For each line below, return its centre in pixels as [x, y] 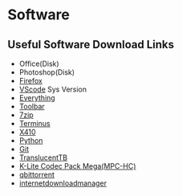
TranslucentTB [43, 157]
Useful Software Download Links [91, 45]
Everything [37, 98]
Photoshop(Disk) [47, 72]
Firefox [31, 81]
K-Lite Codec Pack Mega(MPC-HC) [78, 166]
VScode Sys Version [53, 89]
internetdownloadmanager [63, 183]
